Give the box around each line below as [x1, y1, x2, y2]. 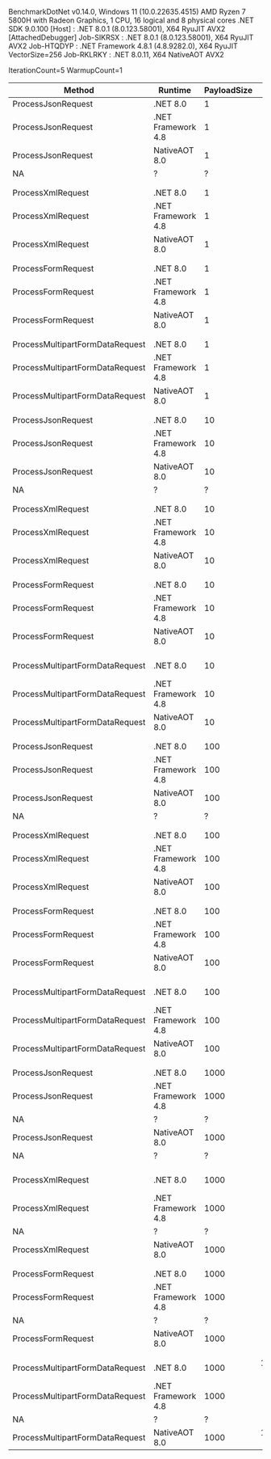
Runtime [158, 85, 192, 95]
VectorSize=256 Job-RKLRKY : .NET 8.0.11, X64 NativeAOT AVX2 [8, 50, 224, 59]
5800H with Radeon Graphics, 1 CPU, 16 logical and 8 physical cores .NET [8, 15, 254, 25]
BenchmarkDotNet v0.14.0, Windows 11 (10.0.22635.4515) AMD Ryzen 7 [8, 7, 246, 16]
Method [63, 85, 94, 95]
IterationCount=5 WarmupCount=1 [8, 65, 123, 75]
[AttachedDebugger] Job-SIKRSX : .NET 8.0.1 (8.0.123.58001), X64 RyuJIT [8, 32, 254, 42]
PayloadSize [204, 85, 252, 95]
